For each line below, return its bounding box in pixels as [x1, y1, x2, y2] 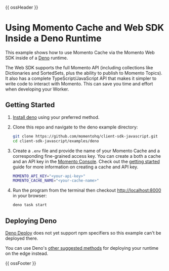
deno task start [12, 202, 47, 208]
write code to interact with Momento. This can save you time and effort [5, 80, 153, 86]
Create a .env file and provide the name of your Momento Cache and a [12, 148, 160, 154]
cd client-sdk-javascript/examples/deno [12, 139, 99, 144]
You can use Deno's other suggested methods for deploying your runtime [5, 245, 158, 251]
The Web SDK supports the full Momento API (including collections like [5, 64, 153, 70]
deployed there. [5, 235, 38, 241]
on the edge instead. [5, 250, 49, 256]
